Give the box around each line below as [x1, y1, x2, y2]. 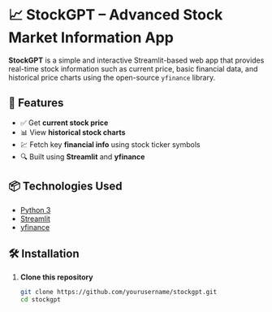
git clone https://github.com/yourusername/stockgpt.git [19, 288, 218, 297]
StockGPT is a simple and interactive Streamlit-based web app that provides [8, 55, 265, 65]
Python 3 [19, 205, 51, 214]
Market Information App [8, 28, 175, 47]
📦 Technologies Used [8, 180, 123, 193]
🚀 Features [8, 96, 64, 110]
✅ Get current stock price [19, 118, 109, 128]
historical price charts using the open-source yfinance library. [8, 72, 216, 82]
